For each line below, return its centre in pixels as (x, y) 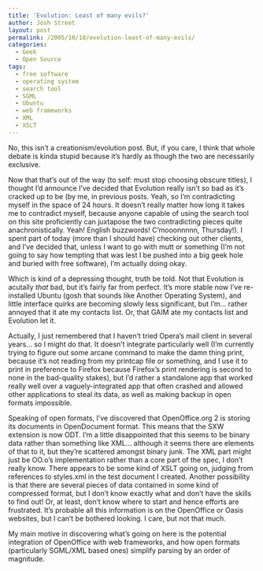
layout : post (30, 30)
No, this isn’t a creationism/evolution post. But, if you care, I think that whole (132, 147)
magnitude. (26, 558)
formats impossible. (40, 402)
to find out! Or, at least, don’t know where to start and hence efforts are (124, 502)
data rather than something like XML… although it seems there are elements (131, 443)
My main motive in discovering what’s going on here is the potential (117, 533)
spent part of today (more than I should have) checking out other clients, (126, 238)
